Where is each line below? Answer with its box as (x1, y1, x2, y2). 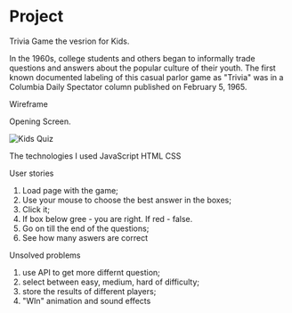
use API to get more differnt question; (21, 267, 160, 277)
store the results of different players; (21, 285, 157, 296)
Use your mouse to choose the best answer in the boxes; (21, 194, 231, 205)
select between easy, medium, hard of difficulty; (21, 276, 200, 287)
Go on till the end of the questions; (21, 223, 150, 234)
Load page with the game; (21, 185, 118, 195)
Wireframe (9, 98, 49, 109)
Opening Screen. (9, 116, 71, 127)
